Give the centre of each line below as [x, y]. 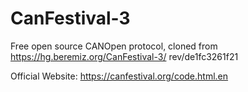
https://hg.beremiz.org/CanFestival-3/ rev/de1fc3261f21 [124, 56]
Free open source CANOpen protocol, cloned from [114, 46]
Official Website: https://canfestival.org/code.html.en [119, 76]
